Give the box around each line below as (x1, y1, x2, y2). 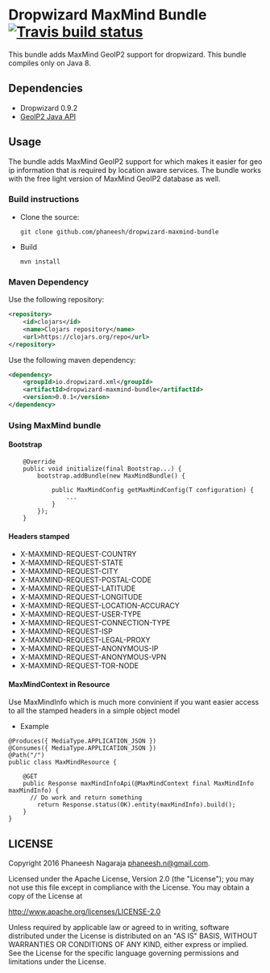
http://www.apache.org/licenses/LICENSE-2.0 (8, 907, 161, 916)
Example (19, 722, 50, 731)
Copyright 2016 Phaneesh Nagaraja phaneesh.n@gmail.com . (8, 858, 211, 868)
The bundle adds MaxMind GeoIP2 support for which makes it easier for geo (8, 156, 263, 166)
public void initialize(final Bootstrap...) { (23, 465, 182, 474)
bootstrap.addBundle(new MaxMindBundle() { (37, 472, 185, 480)
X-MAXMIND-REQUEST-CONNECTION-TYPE (19, 618, 171, 628)
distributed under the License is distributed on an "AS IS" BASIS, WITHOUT (8, 931, 258, 941)
